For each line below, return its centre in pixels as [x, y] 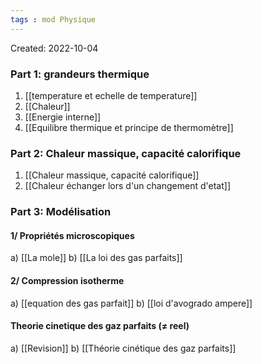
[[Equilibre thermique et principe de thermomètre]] [129, 127]
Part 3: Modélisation [61, 212]
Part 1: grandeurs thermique [80, 74]
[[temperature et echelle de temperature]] [111, 95]
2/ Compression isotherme [67, 280]
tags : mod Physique [53, 19]
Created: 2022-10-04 [54, 48]
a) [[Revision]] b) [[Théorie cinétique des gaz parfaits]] [123, 348]
